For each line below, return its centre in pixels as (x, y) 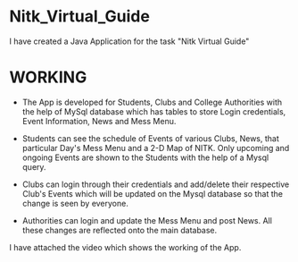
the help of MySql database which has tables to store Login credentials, (154, 111)
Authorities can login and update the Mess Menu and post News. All (147, 220)
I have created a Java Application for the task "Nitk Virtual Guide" (129, 41)
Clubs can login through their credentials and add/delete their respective (156, 184)
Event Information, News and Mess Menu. (99, 121)
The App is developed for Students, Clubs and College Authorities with (152, 102)
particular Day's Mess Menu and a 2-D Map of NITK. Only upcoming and (156, 148)
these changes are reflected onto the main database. (120, 230)
